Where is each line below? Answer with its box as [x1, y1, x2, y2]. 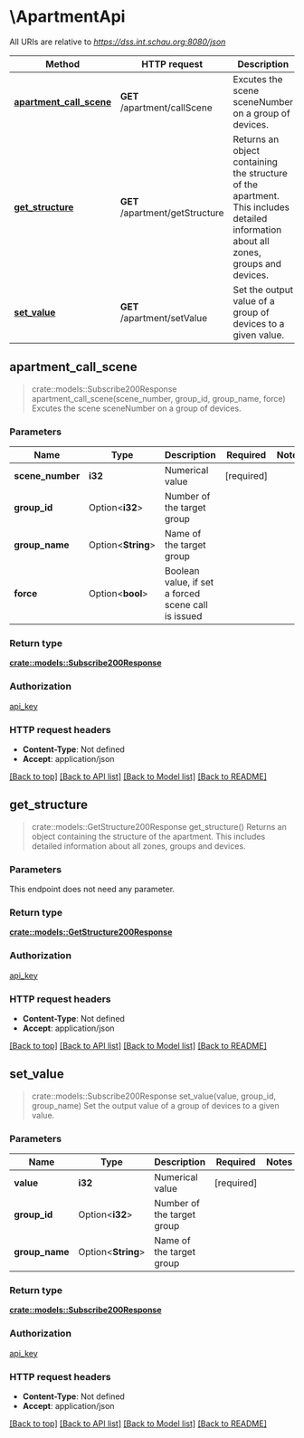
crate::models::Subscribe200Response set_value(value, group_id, [31, 1090, 277, 1101]
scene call [164, 599, 208, 612]
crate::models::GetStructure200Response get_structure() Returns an [31, 821, 287, 832]
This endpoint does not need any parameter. [9, 884, 175, 895]
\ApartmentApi [9, 6, 126, 27]
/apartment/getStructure [119, 206, 224, 219]
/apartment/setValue [119, 311, 208, 324]
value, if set [164, 576, 214, 589]
